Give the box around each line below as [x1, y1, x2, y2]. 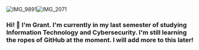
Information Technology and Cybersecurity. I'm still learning [6, 28, 187, 36]
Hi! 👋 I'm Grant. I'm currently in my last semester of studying [6, 20, 187, 29]
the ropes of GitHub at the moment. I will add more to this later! [6, 36, 194, 44]
